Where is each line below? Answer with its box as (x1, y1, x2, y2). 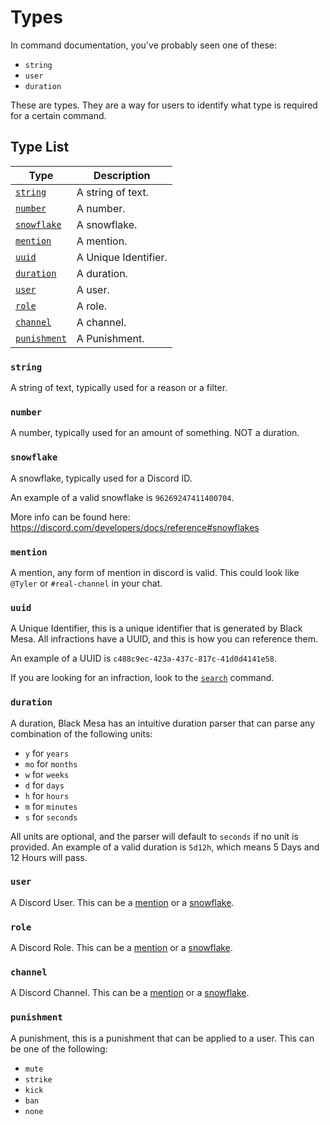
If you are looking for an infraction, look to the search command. (10, 672, 275, 684)
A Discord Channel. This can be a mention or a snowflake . (10, 987, 250, 999)
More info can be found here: (10, 511, 131, 523)
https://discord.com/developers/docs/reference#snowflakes (10, 521, 260, 533)
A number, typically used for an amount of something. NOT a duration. (10, 427, 300, 439)
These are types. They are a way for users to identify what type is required (10, 99, 318, 111)
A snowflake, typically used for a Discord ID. (10, 472, 193, 484)
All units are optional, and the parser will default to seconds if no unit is (10, 830, 299, 842)
